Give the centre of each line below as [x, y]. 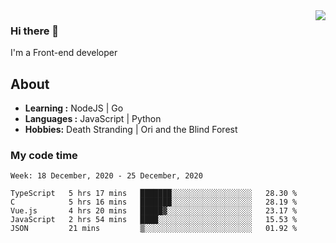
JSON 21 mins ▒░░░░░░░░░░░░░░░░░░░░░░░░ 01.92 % [154, 229]
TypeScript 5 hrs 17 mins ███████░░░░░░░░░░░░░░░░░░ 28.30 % [154, 194]
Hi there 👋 [35, 31]
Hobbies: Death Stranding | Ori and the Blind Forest [131, 130]
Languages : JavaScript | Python [93, 119]
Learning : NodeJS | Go [74, 108]
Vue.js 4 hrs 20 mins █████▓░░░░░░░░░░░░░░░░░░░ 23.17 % [154, 211]
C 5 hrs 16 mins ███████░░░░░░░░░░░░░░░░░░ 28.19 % [154, 202]
